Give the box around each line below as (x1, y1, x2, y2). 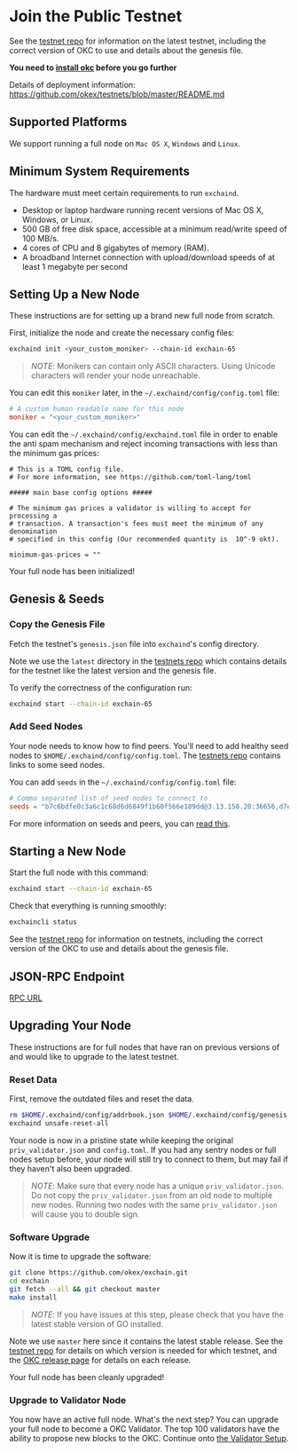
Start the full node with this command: (9, 867, 149, 878)
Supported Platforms (9, 114, 128, 130)
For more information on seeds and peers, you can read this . (9, 818, 231, 829)
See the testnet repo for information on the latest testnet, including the (9, 36, 267, 46)
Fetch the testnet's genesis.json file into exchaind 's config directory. (9, 638, 260, 649)
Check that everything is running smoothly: (9, 901, 167, 911)
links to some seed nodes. (9, 759, 106, 769)
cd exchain (9, 1276, 50, 1286)
